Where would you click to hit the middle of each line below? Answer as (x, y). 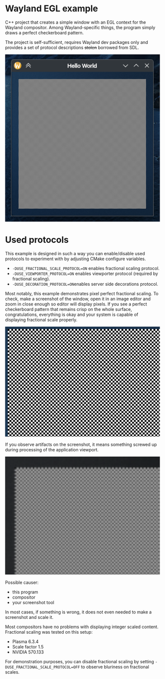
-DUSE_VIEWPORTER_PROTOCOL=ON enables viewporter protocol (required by (85, 273)
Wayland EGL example (52, 9)
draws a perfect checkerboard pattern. (44, 33)
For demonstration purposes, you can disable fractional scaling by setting (80, 661)
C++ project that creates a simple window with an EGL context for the (76, 22)
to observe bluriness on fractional (115, 667)
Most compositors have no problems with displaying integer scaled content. (82, 627)
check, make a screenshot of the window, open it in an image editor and (78, 299)
